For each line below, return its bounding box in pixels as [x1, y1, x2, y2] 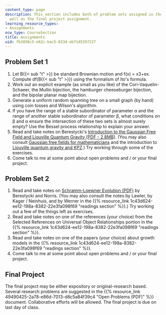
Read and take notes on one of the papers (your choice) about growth [12, 235, 155, 241]
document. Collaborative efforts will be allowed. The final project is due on [5, 299, 157, 305]
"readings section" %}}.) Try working [78, 203, 154, 209]
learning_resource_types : [5, 21, 58, 26]
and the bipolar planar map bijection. [12, 92, 87, 98]
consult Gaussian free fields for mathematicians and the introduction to [12, 139, 157, 145]
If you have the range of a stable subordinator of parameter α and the [12, 107, 154, 114]
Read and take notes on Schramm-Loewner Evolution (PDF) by [12, 187, 140, 193]
